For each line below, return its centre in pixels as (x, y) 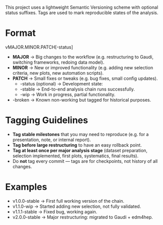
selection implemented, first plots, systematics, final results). (75, 156)
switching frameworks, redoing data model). (58, 62)
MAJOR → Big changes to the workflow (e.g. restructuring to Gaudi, (83, 57)
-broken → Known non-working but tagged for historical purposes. (82, 100)
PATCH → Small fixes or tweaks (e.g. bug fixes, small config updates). (85, 78)
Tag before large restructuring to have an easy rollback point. (77, 145)
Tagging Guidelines (47, 120)
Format (21, 33)
